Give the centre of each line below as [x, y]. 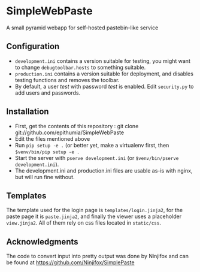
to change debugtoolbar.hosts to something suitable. [80, 67]
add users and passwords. [48, 93]
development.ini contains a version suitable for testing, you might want [102, 61]
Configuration [33, 46]
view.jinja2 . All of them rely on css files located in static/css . [84, 223]
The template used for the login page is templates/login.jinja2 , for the [95, 210]
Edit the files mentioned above [52, 138]
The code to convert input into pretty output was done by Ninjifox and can [97, 256]
